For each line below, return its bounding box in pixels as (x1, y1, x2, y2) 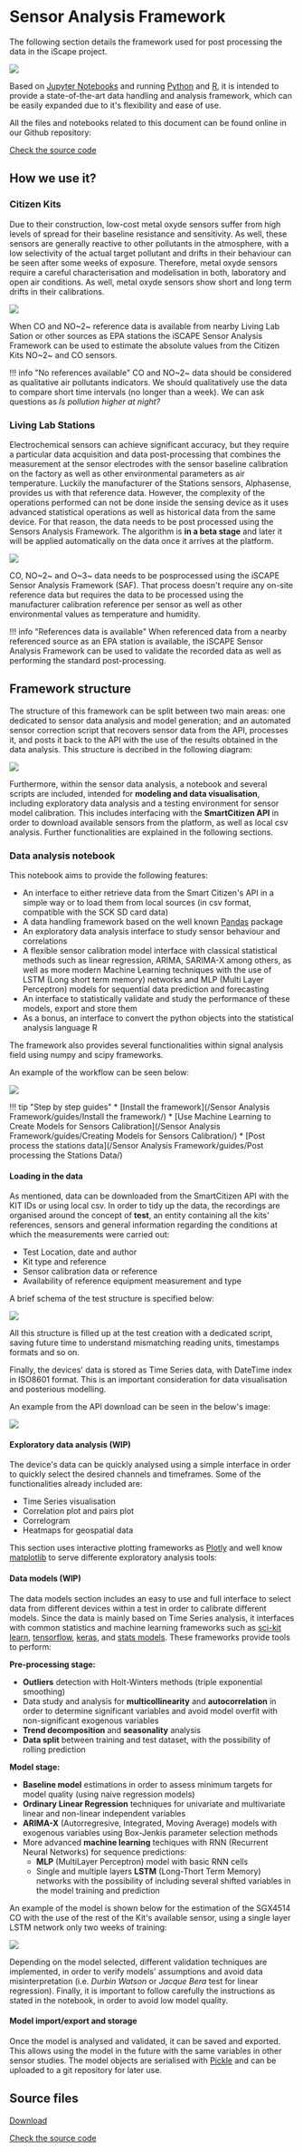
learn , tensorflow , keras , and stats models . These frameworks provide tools (9, 1632, 291, 1643)
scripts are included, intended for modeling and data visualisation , (9, 788, 260, 799)
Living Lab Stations (9, 419, 96, 431)
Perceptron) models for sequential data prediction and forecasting (22, 984, 270, 994)
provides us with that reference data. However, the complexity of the (9, 487, 265, 498)
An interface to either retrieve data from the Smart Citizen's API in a (22, 887, 274, 898)
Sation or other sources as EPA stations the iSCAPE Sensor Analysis (9, 330, 263, 341)
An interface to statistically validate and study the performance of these (22, 994, 291, 1004)
